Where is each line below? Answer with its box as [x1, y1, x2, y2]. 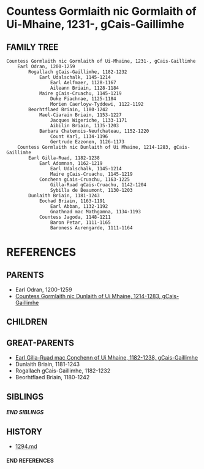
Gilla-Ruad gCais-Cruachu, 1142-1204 [50, 182, 147, 188]
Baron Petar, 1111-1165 [50, 219, 111, 226]
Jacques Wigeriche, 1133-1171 [50, 117, 127, 124]
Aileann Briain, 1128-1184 [50, 85, 119, 91]
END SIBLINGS [6, 409, 44, 416]
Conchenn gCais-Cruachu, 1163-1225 [39, 176, 130, 183]
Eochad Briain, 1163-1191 [39, 198, 105, 204]
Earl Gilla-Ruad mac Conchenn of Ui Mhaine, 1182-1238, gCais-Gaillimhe [15, 354, 198, 361]
